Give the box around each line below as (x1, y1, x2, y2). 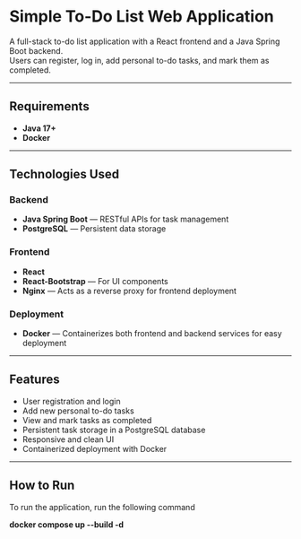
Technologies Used (9, 167, 119, 182)
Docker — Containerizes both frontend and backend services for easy (21, 328, 282, 339)
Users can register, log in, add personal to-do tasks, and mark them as (9, 55, 270, 65)
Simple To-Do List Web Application (9, 6, 275, 27)
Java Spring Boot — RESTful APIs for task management (21, 213, 229, 225)
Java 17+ (21, 123, 56, 134)
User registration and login (21, 396, 121, 406)
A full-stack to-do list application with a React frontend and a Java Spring (9, 36, 280, 47)
